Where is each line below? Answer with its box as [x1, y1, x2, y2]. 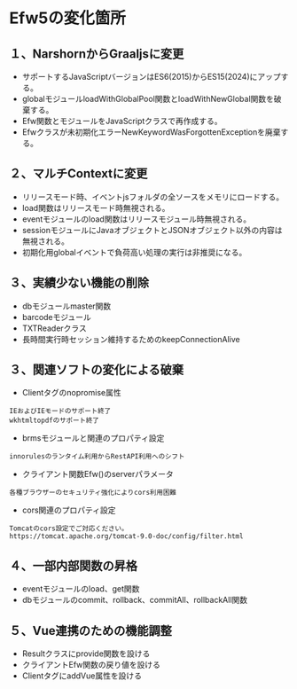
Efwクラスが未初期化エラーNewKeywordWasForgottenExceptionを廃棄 [21, 127, 281, 137]
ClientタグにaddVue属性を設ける [21, 670, 142, 681]
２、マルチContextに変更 [9, 166, 148, 182]
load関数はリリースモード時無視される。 [21, 202, 170, 213]
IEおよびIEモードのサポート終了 [9, 407, 112, 416]
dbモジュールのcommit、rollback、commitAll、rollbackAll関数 [21, 595, 248, 606]
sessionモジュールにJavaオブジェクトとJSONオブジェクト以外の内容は [21, 224, 283, 235]
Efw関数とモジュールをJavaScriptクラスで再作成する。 [21, 116, 223, 126]
